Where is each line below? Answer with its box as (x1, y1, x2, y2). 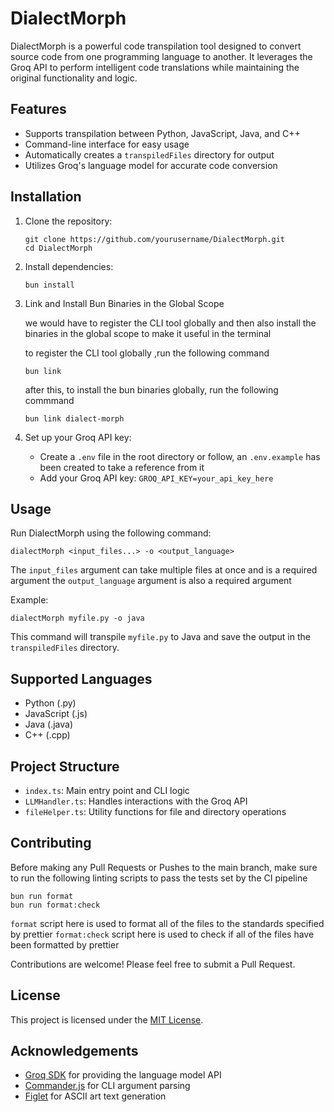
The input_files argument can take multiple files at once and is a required (10, 564, 318, 576)
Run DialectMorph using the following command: (10, 527, 212, 539)
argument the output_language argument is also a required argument (10, 575, 292, 587)
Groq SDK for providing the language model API (24, 1069, 222, 1081)
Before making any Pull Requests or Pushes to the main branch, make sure (10, 861, 318, 873)
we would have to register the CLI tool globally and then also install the (24, 317, 317, 329)
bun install (24, 280, 75, 290)
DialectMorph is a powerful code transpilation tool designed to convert (10, 40, 302, 52)
